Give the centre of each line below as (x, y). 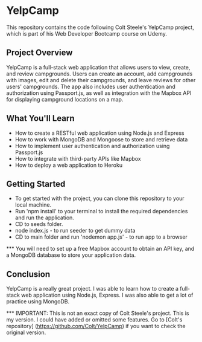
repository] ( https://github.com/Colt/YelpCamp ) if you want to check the (96, 326)
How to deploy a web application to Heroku (68, 165)
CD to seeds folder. (39, 224)
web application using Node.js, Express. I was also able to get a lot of (107, 295)
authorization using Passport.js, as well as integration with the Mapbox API (99, 93)
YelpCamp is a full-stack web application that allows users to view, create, (98, 67)
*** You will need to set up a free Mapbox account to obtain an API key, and (100, 249)
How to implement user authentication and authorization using (92, 146)
